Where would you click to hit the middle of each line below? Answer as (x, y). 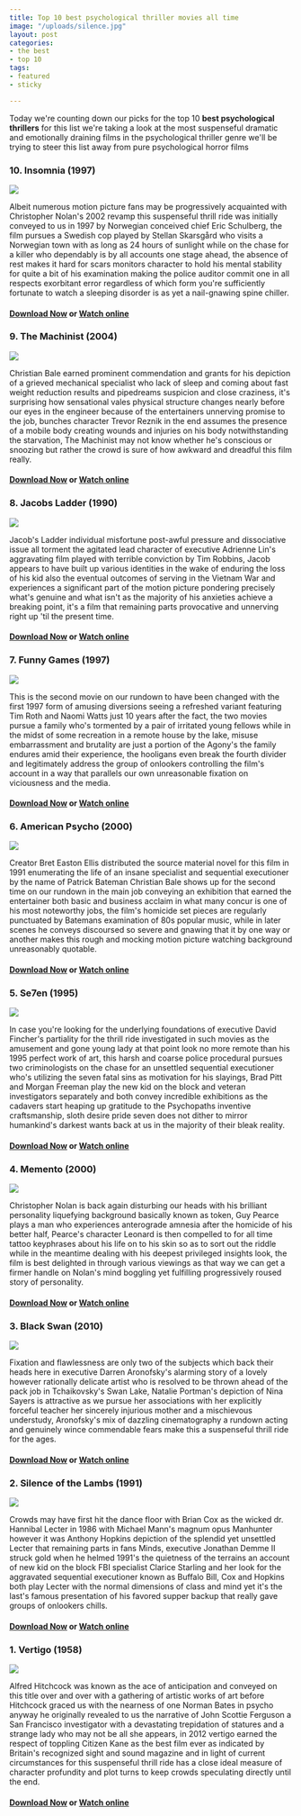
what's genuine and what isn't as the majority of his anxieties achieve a (142, 597)
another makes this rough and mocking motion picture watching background (151, 940)
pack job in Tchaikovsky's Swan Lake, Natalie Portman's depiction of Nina (146, 1391)
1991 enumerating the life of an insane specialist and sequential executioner (149, 872)
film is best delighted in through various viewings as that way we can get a (147, 1263)
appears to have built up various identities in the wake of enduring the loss (147, 568)
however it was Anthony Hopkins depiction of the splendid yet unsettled (142, 1539)
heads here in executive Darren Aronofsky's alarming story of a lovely (138, 1372)
